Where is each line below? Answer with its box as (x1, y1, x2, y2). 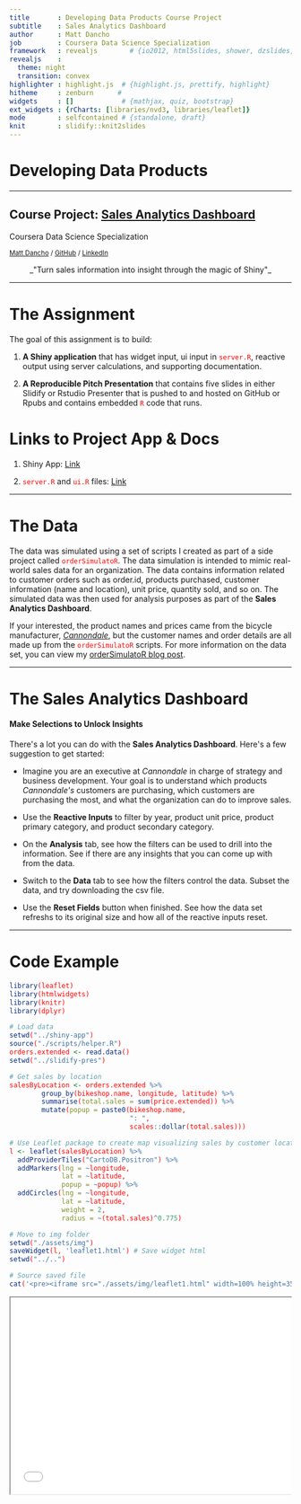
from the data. (21, 857, 75, 868)
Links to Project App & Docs (9, 429, 219, 449)
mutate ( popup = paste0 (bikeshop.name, (41, 1106, 186, 1115)
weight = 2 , (61, 1205, 106, 1214)
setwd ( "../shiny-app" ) (9, 1031, 94, 1040)
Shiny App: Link (21, 458, 81, 469)
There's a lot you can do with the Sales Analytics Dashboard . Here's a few (9, 739, 287, 749)
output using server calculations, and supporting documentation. (21, 360, 262, 371)
